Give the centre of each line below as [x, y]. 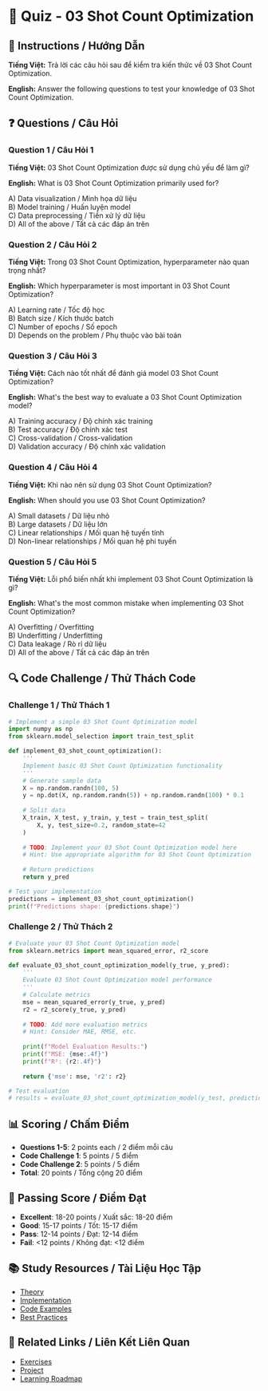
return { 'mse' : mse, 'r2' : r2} [75, 1077]
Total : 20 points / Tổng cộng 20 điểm [81, 1173]
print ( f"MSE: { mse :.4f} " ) [66, 1054]
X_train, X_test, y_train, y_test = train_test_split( [116, 818]
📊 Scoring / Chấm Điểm [69, 1124]
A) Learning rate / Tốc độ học [57, 310]
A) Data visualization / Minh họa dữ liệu [73, 198]
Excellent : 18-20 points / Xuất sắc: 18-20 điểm [96, 1217]
